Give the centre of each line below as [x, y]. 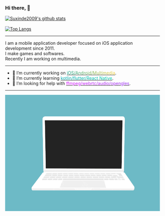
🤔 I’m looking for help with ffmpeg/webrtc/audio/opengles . [71, 84]
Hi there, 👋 [18, 8]
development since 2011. [30, 48]
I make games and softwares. [35, 54]
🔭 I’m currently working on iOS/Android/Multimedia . [64, 73]
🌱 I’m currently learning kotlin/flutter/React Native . [63, 78]
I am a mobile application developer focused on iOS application [69, 43]
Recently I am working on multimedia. [43, 59]
